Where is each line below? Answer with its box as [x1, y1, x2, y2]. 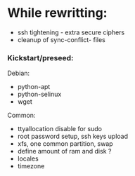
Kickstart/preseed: [7, 53, 74, 62]
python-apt [17, 83, 51, 91]
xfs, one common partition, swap [17, 140, 114, 148]
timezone [17, 162, 45, 170]
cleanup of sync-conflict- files [17, 35, 105, 43]
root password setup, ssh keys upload [17, 132, 129, 141]
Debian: [7, 69, 30, 78]
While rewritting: [7, 5, 108, 21]
